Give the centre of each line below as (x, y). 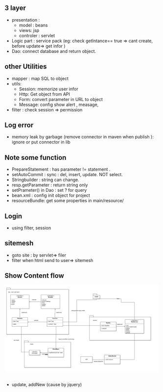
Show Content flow (34, 276)
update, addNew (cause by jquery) (47, 384)
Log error (19, 125)
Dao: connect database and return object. (54, 51)
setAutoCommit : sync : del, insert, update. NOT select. (67, 175)
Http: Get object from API (45, 94)
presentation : (26, 20)
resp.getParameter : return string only (50, 185)
